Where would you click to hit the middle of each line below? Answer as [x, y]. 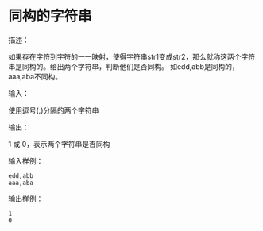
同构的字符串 [50, 16]
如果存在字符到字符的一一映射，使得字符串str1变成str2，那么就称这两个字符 [132, 56]
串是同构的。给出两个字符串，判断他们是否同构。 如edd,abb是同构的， [124, 66]
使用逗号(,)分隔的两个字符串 [54, 110]
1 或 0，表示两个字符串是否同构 [59, 144]
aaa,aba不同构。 [35, 76]
